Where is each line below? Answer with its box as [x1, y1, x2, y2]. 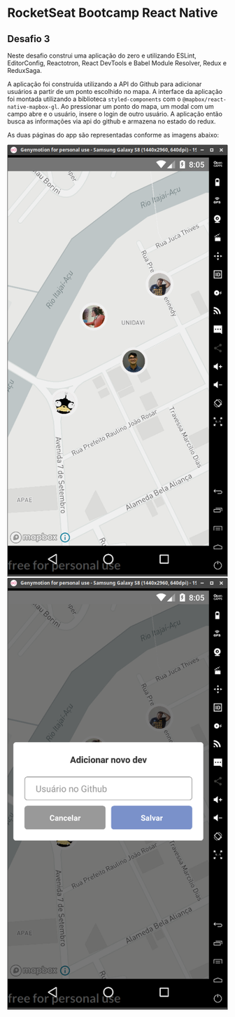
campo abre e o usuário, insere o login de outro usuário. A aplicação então [7, 110, 222, 118]
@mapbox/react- [182, 96, 227, 103]
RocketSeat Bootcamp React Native [7, 5, 218, 21]
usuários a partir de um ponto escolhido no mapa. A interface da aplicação [7, 88, 222, 95]
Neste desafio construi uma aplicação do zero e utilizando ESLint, [7, 51, 197, 60]
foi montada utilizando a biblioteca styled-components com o [7, 95, 181, 103]
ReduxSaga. [7, 67, 42, 74]
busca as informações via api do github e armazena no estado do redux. [7, 117, 216, 126]
